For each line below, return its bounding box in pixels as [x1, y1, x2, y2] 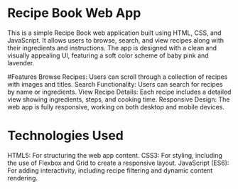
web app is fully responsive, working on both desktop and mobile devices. [7, 102, 225, 111]
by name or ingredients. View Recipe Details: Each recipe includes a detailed [7, 87, 232, 96]
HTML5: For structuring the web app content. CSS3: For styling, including [7, 151, 222, 159]
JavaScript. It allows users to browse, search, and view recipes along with [7, 36, 225, 44]
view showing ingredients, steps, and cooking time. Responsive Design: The [7, 94, 230, 104]
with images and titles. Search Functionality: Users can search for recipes [7, 80, 223, 88]
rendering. [7, 173, 38, 182]
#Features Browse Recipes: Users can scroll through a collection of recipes [7, 72, 228, 81]
